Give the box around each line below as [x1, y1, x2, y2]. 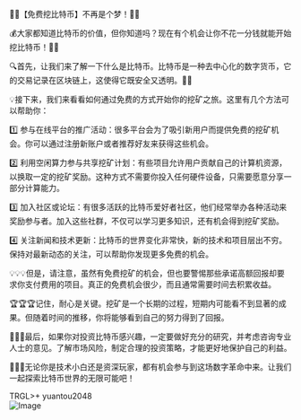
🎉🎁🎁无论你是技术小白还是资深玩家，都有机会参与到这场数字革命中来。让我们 [9, 362, 292, 372]
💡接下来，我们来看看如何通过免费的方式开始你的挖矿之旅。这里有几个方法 [9, 94, 282, 104]
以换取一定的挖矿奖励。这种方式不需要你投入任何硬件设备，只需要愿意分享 [9, 171, 284, 182]
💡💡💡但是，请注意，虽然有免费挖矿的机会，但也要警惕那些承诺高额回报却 [9, 268, 278, 278]
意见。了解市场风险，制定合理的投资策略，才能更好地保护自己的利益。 [32, 343, 292, 353]
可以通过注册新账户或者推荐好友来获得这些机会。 [32, 138, 213, 149]
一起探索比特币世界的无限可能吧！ [9, 372, 135, 383]
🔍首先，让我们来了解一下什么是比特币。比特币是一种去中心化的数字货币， [9, 61, 284, 71]
